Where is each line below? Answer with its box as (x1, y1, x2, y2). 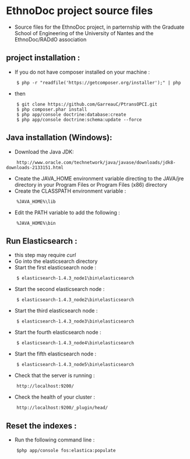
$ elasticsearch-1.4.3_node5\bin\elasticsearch (16, 362, 134, 368)
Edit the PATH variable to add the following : (14, 209, 121, 216)
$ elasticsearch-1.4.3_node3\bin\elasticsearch (16, 318, 134, 324)
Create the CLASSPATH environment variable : (14, 187, 126, 194)
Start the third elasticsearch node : (14, 307, 98, 314)
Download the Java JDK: (14, 148, 74, 155)
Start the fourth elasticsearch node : (14, 329, 101, 336)
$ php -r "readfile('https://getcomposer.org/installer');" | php (16, 80, 181, 85)
